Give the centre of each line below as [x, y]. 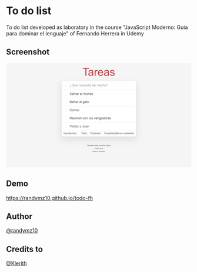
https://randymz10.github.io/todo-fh [49, 198]
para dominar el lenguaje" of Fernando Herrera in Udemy [75, 33]
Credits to [24, 249]
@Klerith [17, 263]
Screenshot [28, 52]
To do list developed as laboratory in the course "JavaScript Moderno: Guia [97, 27]
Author [19, 216]
